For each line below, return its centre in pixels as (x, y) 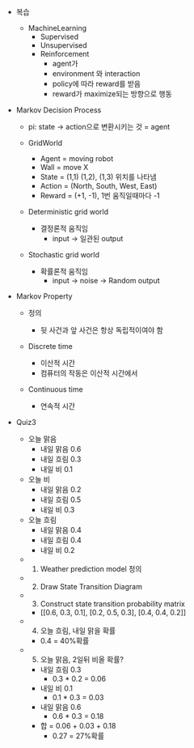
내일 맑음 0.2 (61, 489)
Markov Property (44, 296)
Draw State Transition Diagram (91, 586)
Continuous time (55, 389)
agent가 (65, 64)
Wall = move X (64, 167)
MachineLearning (57, 28)
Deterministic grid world (68, 212)
